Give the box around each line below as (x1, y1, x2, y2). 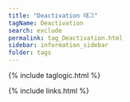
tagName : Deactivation (8, 19, 84, 27)
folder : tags (8, 49, 52, 57)
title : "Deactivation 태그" (8, 11, 98, 20)
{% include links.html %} (8, 86, 89, 96)
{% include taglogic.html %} (8, 71, 101, 80)
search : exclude (8, 26, 62, 34)
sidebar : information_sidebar (8, 41, 109, 49)
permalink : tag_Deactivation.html (8, 33, 124, 42)
